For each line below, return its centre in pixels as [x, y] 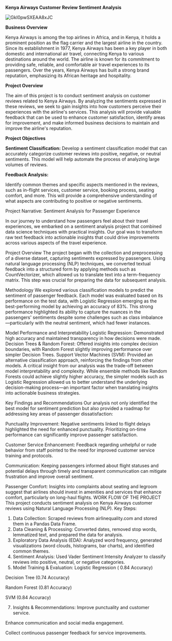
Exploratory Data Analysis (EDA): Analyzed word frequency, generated [87, 540]
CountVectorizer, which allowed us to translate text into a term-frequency [83, 274]
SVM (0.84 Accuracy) [28, 597]
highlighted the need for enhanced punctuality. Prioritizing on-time [76, 429]
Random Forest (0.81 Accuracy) [39, 587]
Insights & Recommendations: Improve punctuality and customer [81, 607]
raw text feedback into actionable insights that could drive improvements [82, 237]
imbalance [152, 317]
